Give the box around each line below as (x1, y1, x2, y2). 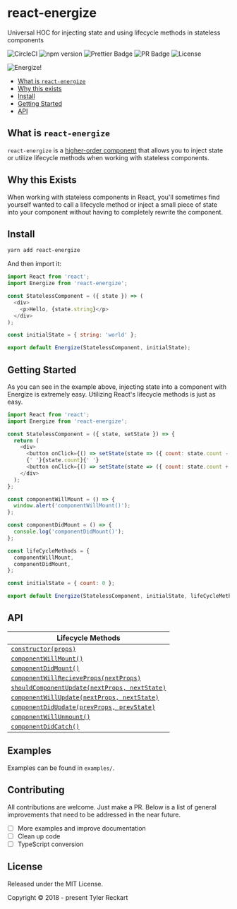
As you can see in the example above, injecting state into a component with (7, 383, 227, 391)
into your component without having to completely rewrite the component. (7, 207, 224, 216)
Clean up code (17, 831, 61, 841)
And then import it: (7, 260, 62, 268)
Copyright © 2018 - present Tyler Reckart (7, 893, 128, 901)
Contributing (7, 784, 65, 796)
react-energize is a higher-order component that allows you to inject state (7, 146, 224, 155)
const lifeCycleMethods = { (7, 547, 90, 555)
